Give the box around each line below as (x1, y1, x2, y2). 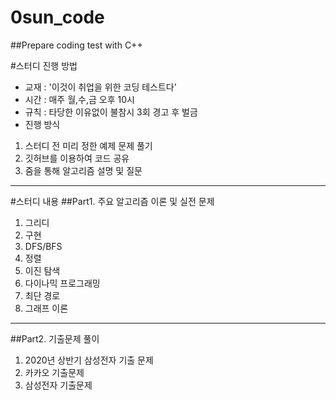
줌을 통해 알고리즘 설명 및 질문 (24, 164, 143, 176)
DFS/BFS (24, 240, 63, 252)
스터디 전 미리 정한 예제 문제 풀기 (24, 139, 153, 151)
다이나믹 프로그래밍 (24, 277, 101, 289)
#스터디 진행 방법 (10, 59, 78, 71)
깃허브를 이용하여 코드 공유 (24, 152, 130, 164)
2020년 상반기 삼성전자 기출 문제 (24, 354, 154, 366)
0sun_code (10, 6, 105, 29)
